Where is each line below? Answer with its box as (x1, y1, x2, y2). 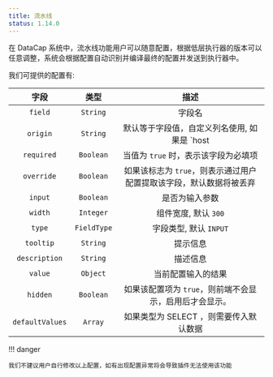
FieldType (74, 223, 113, 232)
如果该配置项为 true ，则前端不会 (123, 283, 249, 294)
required (23, 150, 57, 159)
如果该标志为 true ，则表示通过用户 (123, 165, 258, 176)
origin (27, 129, 53, 138)
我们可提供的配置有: (8, 70, 76, 79)
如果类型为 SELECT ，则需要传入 (123, 311, 249, 322)
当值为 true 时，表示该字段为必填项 (123, 149, 258, 161)
